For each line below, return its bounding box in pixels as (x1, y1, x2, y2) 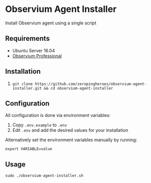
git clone (12, 81, 33, 87)
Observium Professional (12, 53, 62, 59)
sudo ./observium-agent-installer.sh (5, 173, 84, 179)
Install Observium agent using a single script (5, 20, 97, 26)
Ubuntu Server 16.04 (12, 47, 55, 53)
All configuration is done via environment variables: (5, 112, 111, 118)
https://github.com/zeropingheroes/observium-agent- (34, 81, 147, 87)
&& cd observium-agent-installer (44, 86, 113, 91)
